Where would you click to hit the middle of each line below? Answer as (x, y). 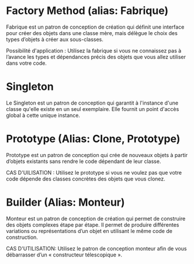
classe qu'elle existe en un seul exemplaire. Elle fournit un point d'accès (93, 109)
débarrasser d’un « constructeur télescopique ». (64, 255)
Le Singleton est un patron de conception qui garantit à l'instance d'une (92, 103)
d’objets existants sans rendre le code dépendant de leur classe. (84, 161)
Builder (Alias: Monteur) (65, 202)
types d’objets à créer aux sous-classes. (55, 39)
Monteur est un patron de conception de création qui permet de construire (96, 218)
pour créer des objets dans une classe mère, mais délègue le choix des (92, 33)
